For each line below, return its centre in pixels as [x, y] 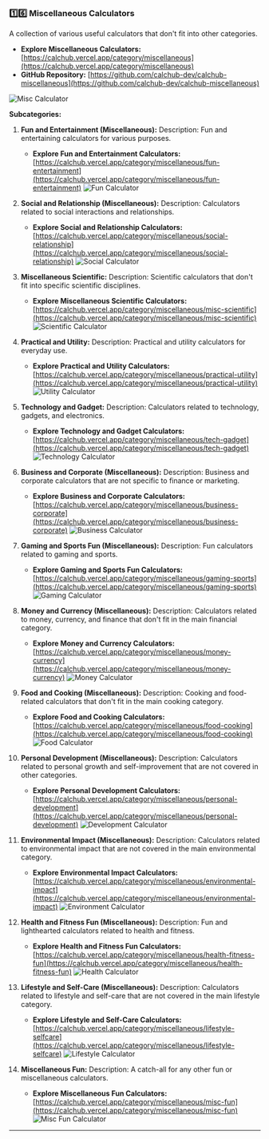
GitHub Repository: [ [55, 74]
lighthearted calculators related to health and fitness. [107, 931]
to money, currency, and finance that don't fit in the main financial [129, 619]
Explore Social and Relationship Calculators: [107, 227]
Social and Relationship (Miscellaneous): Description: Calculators [130, 203]
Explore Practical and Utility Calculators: [101, 366]
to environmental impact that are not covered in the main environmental [138, 849]
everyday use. [44, 351]
